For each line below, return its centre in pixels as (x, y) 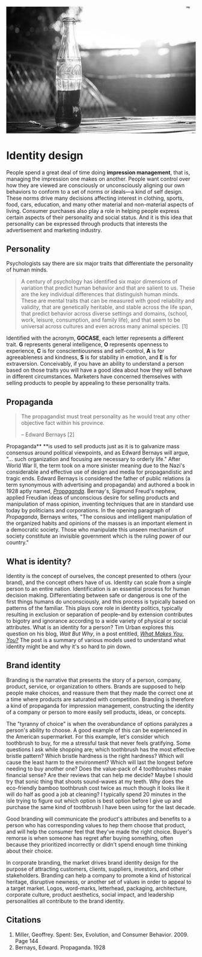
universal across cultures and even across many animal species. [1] (104, 326)
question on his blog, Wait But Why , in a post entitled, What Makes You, (95, 634)
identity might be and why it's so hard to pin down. (69, 647)
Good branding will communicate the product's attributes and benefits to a (99, 819)
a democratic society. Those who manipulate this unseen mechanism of (95, 530)
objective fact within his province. (63, 423)
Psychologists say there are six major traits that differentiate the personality (100, 264)
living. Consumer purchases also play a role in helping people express (93, 211)
